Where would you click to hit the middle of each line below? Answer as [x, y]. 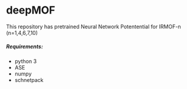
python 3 [26, 61]
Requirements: [24, 46]
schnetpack [29, 80]
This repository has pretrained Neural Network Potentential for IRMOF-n [93, 27]
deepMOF [31, 10]
